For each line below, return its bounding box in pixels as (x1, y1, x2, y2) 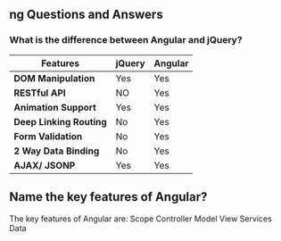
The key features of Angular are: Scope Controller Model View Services (9, 213, 272, 224)
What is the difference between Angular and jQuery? (9, 34, 243, 46)
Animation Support (13, 101, 96, 113)
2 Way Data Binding (13, 145, 100, 157)
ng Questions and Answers (9, 7, 163, 22)
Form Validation (13, 129, 83, 142)
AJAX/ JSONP (13, 159, 76, 171)
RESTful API (13, 87, 67, 99)
